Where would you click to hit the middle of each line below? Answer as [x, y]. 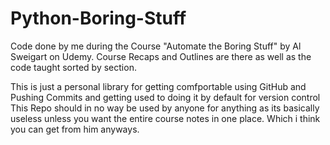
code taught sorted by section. [73, 67]
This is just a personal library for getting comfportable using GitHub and [158, 86]
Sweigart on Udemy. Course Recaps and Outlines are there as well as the [161, 56]
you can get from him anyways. [75, 129]
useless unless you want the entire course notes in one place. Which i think [165, 118]
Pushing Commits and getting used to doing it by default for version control [165, 97]
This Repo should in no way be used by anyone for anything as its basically [165, 108]
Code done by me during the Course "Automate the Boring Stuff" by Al [156, 46]
